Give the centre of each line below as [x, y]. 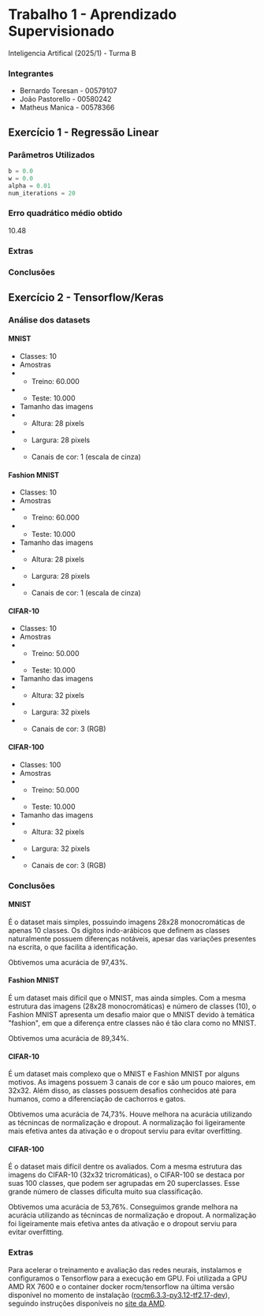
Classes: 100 [40, 764]
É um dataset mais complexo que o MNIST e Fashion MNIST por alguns [124, 1074]
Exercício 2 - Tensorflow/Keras [86, 297]
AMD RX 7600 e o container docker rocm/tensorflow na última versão [121, 1286]
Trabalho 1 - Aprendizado [93, 15]
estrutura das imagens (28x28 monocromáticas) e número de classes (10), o [132, 1006]
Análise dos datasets [49, 319]
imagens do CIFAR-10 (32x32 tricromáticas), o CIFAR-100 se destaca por [126, 1175]
